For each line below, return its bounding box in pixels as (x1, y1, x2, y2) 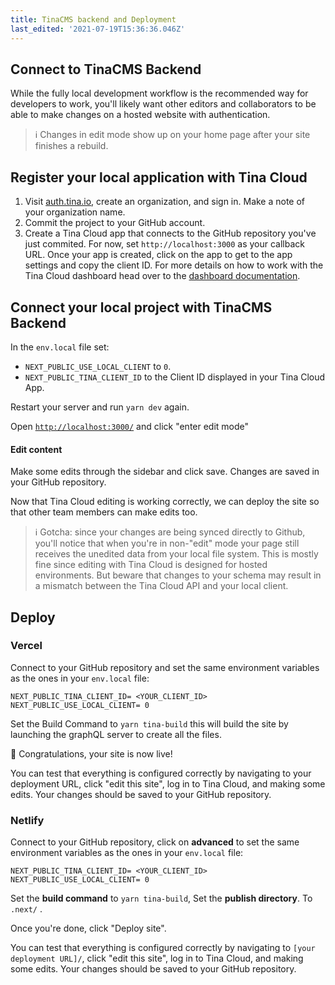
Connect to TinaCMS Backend (10, 61, 202, 78)
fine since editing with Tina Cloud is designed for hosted (34, 559, 268, 571)
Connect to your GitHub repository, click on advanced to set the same (10, 836, 300, 848)
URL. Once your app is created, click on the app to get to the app (24, 249, 293, 261)
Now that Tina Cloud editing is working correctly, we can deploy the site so (10, 496, 320, 508)
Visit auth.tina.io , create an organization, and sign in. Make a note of (24, 196, 306, 208)
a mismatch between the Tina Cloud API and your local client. (34, 580, 289, 592)
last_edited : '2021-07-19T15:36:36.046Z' (10, 24, 186, 34)
